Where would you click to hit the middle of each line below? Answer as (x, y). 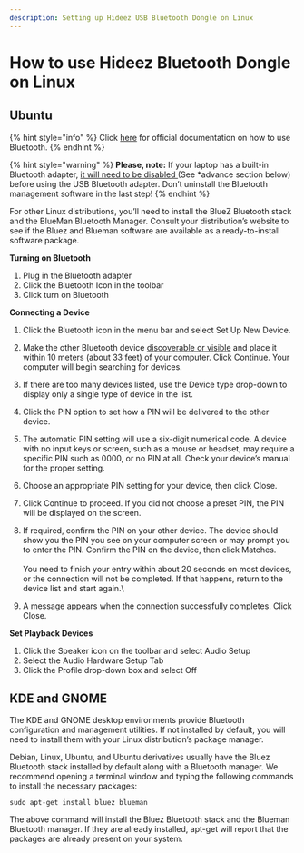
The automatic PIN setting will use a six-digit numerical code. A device (155, 439)
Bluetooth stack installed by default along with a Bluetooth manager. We (144, 767)
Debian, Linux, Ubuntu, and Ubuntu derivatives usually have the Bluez (140, 757)
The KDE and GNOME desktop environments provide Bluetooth (127, 720)
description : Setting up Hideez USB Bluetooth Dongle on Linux (132, 18)
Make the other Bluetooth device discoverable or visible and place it (149, 347)
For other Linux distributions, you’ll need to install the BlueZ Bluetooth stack (151, 211)
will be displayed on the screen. (82, 512)
